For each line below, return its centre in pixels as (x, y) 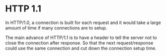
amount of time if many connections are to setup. (56, 27)
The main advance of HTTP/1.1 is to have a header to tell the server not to (81, 37)
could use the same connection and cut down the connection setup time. (81, 48)
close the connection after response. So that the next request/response (79, 42)
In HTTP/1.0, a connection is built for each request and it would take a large (83, 22)
